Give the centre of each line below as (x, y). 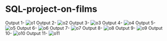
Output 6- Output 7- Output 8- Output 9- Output (90, 28)
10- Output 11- (26, 33)
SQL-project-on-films (51, 9)
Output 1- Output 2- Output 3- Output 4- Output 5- (80, 23)
